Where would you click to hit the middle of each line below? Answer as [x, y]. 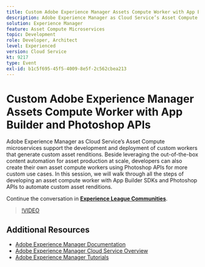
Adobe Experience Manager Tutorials [62, 257]
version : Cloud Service [37, 52]
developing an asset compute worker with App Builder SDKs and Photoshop [102, 180]
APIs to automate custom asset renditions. [59, 187]
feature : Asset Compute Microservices [56, 29]
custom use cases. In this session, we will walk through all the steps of [95, 174]
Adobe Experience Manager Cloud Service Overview [81, 251]
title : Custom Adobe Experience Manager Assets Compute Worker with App [101, 12]
